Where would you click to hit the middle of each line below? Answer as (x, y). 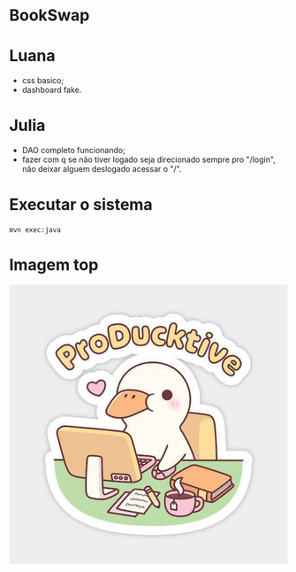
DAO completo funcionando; (73, 151)
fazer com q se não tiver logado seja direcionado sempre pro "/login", (148, 159)
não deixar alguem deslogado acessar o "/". (102, 169)
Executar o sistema (81, 205)
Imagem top (54, 265)
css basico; (43, 81)
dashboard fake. (52, 90)
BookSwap (49, 15)
